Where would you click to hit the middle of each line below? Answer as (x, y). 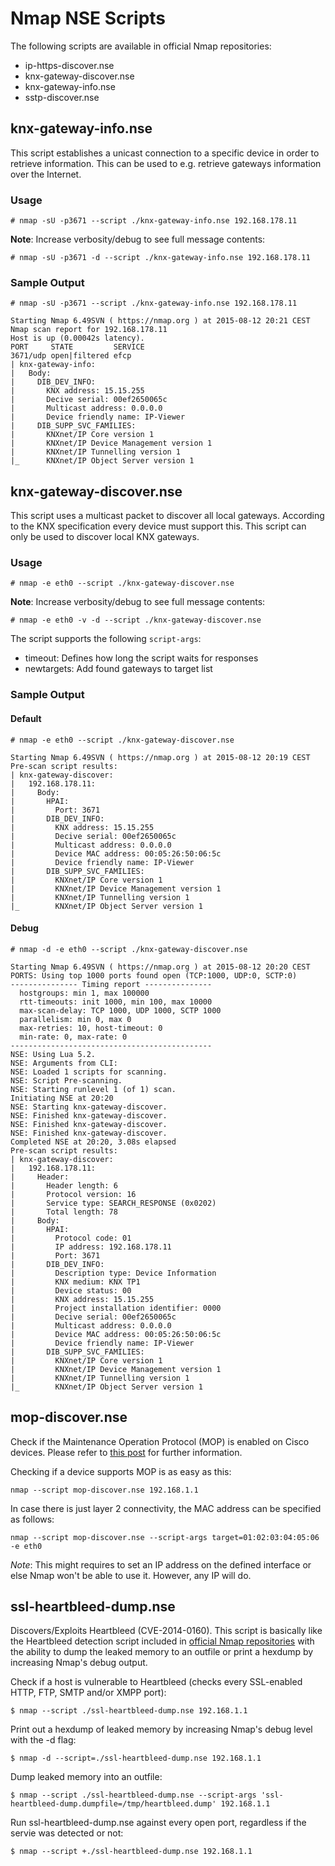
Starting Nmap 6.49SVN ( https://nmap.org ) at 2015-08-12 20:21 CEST (160, 321)
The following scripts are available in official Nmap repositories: (141, 46)
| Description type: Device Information (113, 1273)
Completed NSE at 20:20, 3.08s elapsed (93, 1142)
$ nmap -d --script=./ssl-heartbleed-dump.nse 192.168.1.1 (136, 1758)
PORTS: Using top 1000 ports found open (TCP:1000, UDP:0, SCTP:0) (154, 975)
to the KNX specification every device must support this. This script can (158, 526)
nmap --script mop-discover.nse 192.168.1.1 (104, 1490)
